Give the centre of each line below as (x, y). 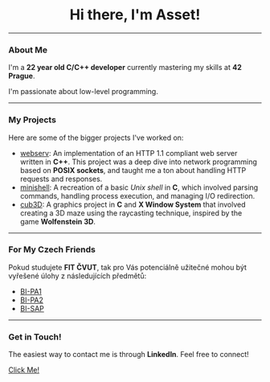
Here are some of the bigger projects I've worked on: (96, 138)
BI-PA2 (32, 300)
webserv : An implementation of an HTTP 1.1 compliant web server (129, 153)
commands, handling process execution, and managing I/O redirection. (137, 195)
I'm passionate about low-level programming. (83, 92)
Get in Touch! (35, 337)
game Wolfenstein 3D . (58, 221)
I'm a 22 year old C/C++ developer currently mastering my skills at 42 (125, 68)
